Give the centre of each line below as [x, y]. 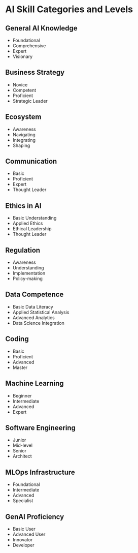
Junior [19, 440]
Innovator [23, 539]
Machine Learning [35, 383]
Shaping [21, 145]
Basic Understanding [34, 218]
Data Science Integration [39, 323]
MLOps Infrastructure [40, 472]
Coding [17, 339]
